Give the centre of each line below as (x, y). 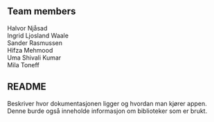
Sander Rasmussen (35, 43)
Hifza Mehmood (30, 50)
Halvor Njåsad (27, 28)
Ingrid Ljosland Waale (38, 35)
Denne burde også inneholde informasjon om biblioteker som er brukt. (107, 111)
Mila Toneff (23, 64)
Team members (42, 11)
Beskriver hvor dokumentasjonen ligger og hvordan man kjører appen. (107, 103)
